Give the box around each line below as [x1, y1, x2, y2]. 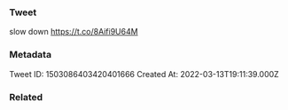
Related [9, 90, 43, 103]
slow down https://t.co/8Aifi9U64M [9, 27, 139, 37]
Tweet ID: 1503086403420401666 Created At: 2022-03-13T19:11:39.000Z [9, 68, 279, 79]
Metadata [9, 49, 51, 61]
